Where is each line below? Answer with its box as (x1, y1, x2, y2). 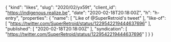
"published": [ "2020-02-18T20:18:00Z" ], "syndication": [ (5, 26, 128, 32)
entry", (5, 15, 19, 21)
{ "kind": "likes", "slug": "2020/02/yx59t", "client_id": (5, 5, 116, 10)
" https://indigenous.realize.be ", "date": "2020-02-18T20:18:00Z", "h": (5, 10, 152, 16)
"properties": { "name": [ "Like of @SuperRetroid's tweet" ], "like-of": (20, 15, 166, 21)
